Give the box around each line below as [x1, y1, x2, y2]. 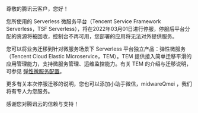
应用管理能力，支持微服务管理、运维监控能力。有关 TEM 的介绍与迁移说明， [6, 60, 191, 67]
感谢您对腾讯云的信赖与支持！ [6, 101, 79, 107]
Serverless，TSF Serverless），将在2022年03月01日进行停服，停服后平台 [6, 26, 186, 32]
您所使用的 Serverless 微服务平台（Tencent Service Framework [6, 18, 161, 25]
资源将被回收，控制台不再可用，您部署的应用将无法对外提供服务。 [16, 33, 178, 40]
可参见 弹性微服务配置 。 [6, 68, 65, 74]
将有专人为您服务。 [6, 88, 53, 95]
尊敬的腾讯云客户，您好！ [6, 5, 69, 12]
